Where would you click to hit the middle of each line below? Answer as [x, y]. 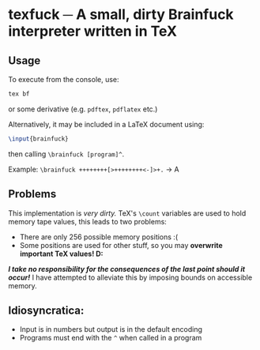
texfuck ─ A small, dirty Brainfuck [121, 15]
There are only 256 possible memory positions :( [99, 237]
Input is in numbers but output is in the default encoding [111, 329]
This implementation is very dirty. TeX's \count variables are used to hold [127, 213]
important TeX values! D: [61, 254]
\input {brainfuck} [38, 139]
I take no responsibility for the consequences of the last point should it [127, 269]
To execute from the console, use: [64, 79]
